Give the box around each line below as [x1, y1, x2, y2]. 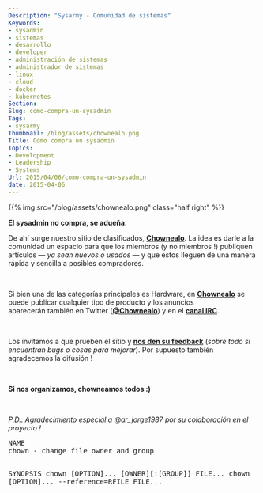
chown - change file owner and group [8, 446, 155, 455]
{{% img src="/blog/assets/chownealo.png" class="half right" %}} [8, 203, 225, 212]
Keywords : [8, 19, 41, 27]
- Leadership [8, 159, 51, 167]
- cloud [8, 78, 34, 85]
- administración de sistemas [8, 56, 108, 64]
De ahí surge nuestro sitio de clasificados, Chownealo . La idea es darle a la [8, 233, 254, 242]
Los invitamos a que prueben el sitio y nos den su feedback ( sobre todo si [8, 336, 250, 346]
